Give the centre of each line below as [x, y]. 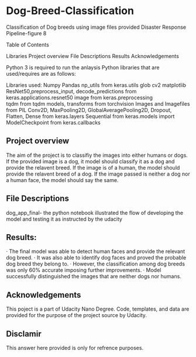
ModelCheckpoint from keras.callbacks [53, 122]
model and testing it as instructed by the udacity [64, 219]
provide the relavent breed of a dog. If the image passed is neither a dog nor [98, 174]
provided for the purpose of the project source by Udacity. [77, 315]
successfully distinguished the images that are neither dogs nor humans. [94, 277]
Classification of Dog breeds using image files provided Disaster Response [96, 27]
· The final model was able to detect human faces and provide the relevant [96, 251]
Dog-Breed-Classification [70, 11]
